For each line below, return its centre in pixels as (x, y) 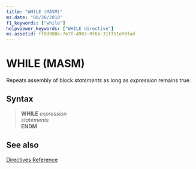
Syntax (20, 99)
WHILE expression (44, 113)
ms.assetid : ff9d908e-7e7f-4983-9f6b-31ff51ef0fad (71, 34)
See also (22, 145)
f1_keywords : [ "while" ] (36, 23)
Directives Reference (32, 159)
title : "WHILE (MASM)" (34, 12)
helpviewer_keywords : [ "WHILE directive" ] (60, 28)
